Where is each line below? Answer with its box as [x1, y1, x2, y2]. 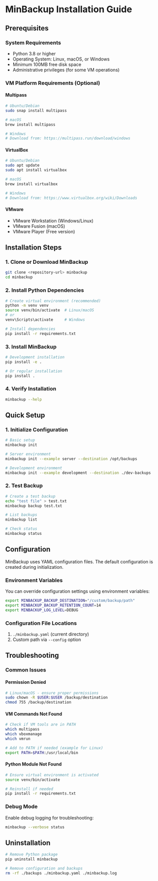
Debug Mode [5, 803, 38, 810]
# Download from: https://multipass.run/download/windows [5, 136, 131, 141]
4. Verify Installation [5, 385, 57, 392]
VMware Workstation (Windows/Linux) [12, 218, 94, 224]
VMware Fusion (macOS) [12, 223, 66, 229]
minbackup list [5, 517, 38, 522]
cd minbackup [5, 275, 33, 280]
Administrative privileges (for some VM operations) [12, 67, 120, 73]
